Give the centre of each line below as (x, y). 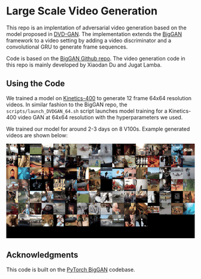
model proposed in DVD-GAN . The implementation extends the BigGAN (94, 34)
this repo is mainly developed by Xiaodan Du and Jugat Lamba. (84, 65)
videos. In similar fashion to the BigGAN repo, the (67, 104)
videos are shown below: (37, 135)
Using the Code (36, 84)
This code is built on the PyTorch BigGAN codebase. (71, 269)
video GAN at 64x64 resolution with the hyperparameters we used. (100, 117)
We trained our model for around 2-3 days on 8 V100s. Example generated (98, 129)
